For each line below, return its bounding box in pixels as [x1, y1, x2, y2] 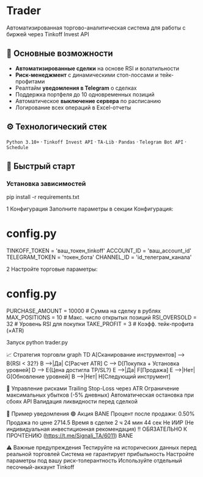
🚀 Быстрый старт [6, 161, 75, 171]
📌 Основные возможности [6, 48, 113, 59]
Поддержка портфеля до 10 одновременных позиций [15, 90, 155, 98]
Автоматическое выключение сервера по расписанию [15, 97, 161, 104]
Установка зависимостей [6, 179, 86, 188]
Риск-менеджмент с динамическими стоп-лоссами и [15, 71, 159, 79]
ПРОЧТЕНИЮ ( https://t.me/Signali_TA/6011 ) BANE [6, 432, 133, 440]
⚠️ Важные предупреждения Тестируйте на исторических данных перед [6, 444, 197, 451]
